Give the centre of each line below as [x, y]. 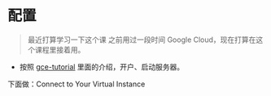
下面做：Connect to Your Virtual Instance [76, 84]
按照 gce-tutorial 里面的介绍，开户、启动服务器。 [102, 67]
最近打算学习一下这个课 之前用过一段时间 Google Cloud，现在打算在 [142, 40]
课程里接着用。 [60, 49]
